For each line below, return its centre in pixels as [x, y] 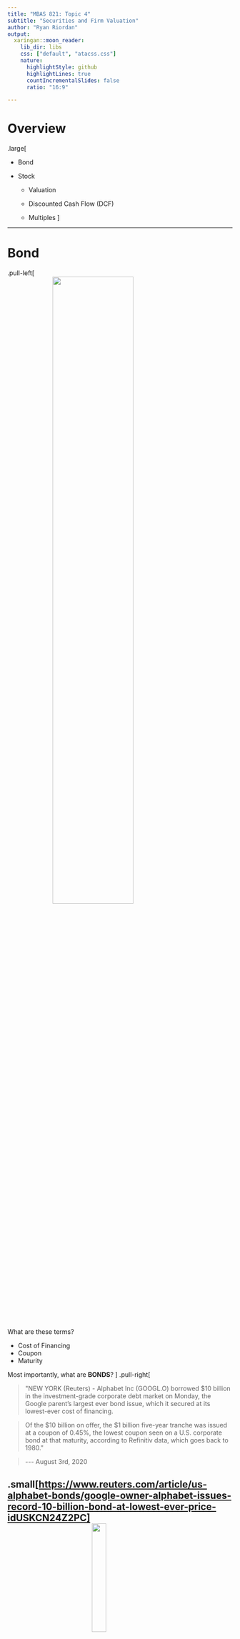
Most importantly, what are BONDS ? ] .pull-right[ [79, 1375]
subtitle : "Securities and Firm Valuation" [73, 21]
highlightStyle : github [62, 67]
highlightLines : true [59, 74]
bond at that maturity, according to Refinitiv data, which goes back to [126, 1440]
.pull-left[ [21, 273]
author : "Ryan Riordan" [43, 27]
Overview [37, 129]
